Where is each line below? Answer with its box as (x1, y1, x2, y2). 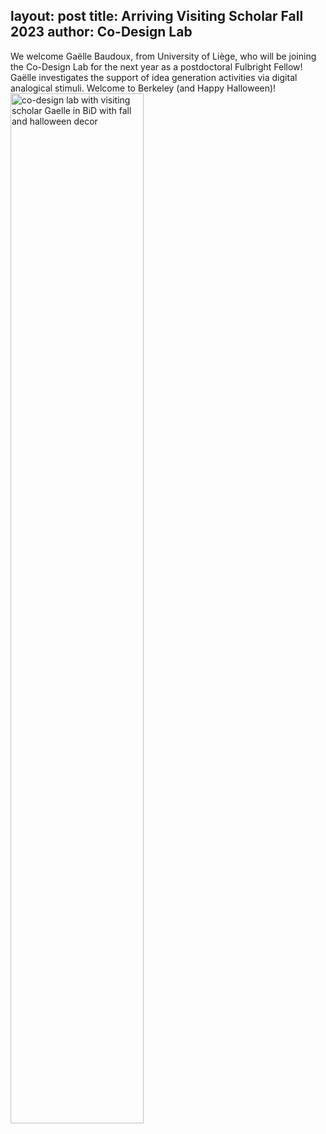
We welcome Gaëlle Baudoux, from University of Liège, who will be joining (10, 50, 317, 62)
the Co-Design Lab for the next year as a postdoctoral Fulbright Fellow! (10, 60, 303, 73)
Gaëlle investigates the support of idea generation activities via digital (10, 71, 298, 83)
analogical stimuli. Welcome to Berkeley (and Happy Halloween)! (10, 82, 277, 94)
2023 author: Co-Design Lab (10, 24, 193, 41)
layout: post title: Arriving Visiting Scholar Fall (10, 8, 304, 25)
